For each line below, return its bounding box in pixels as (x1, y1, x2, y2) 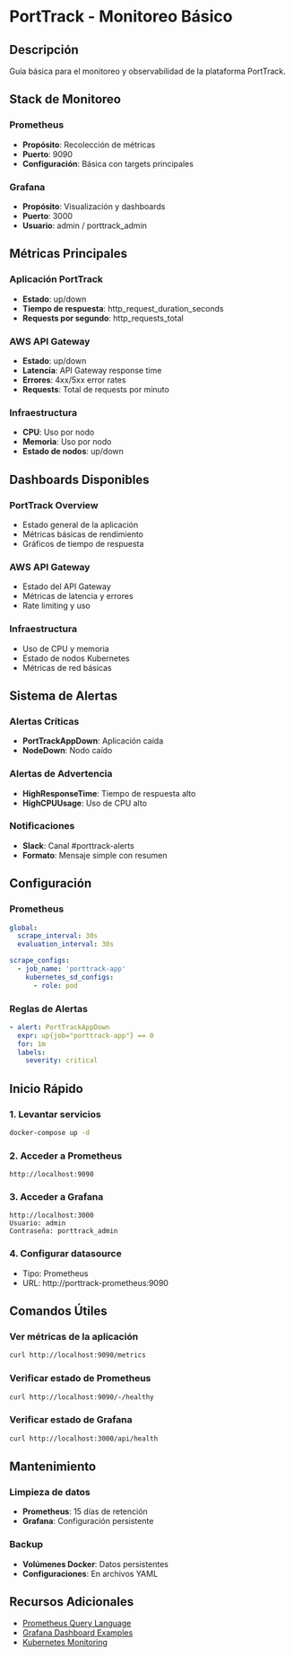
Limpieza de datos (9, 1485, 91, 1498)
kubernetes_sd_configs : (25, 973, 115, 982)
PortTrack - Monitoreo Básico (9, 6, 233, 27)
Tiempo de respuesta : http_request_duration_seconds (22, 303, 224, 313)
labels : (17, 1048, 47, 1057)
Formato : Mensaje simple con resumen (22, 850, 168, 860)
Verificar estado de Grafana (9, 1414, 133, 1426)
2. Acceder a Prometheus (9, 1150, 123, 1162)
